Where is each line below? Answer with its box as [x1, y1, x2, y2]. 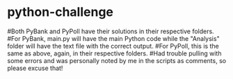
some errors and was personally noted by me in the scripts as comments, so [7, 56, 227, 64]
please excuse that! [7, 64, 63, 72]
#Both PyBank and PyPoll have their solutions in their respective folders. [7, 27, 214, 35]
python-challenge [7, 4, 113, 20]
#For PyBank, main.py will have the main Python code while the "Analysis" [7, 34, 220, 42]
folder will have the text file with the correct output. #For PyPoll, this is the [7, 42, 219, 50]
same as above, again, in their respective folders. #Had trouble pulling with [7, 49, 222, 58]
